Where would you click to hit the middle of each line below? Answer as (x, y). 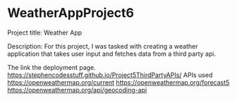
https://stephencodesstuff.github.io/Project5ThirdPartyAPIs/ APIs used (110, 75)
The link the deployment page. (52, 67)
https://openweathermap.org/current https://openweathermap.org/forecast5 (119, 82)
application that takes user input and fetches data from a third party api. (112, 54)
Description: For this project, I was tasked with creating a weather (103, 46)
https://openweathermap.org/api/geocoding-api (77, 90)
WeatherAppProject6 (71, 13)
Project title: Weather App (45, 32)
